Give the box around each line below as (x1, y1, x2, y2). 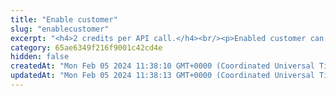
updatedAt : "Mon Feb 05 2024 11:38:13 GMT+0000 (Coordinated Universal (10, 71, 315, 81)
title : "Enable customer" (10, 14, 118, 25)
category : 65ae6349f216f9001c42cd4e (10, 42, 163, 53)
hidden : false (10, 52, 70, 62)
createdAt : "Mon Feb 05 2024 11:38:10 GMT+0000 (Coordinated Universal (10, 61, 315, 71)
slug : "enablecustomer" (10, 24, 110, 34)
